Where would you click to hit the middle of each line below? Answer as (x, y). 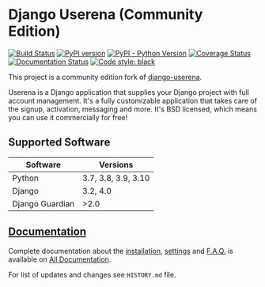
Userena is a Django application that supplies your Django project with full (129, 92)
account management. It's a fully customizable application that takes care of (133, 100)
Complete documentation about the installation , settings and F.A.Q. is (121, 251)
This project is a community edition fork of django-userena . (105, 77)
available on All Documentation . (60, 259)
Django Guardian (44, 203)
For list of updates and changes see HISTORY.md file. (92, 274)
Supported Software (59, 143)
